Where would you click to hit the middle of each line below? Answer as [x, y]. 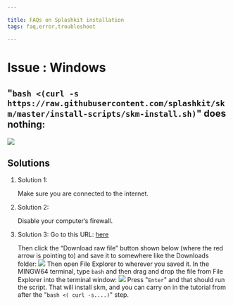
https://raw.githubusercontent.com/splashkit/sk [116, 104]
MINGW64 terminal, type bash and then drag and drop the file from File [120, 272]
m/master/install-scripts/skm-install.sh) [102, 114]
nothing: [26, 125]
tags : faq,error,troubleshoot [52, 26]
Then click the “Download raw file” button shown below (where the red [120, 248]
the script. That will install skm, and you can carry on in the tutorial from [122, 287]
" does [211, 114]
